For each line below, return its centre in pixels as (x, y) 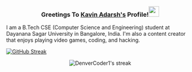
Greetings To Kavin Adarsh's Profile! (95, 14)
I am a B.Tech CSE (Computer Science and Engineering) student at (88, 27)
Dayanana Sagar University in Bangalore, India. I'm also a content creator (96, 34)
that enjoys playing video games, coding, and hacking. (73, 40)
